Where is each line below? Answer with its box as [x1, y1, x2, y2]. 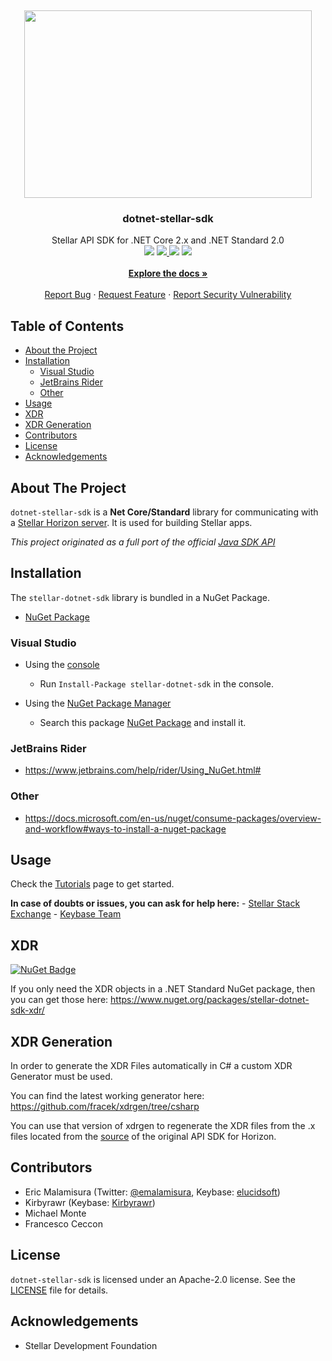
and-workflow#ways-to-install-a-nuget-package [24, 822, 227, 835]
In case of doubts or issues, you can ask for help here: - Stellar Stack [10, 897, 301, 910]
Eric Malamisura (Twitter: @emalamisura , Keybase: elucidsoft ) [24, 1186, 281, 1198]
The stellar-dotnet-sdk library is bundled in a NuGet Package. [10, 591, 270, 603]
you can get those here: [10, 994, 109, 1006]
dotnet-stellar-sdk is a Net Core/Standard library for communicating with [10, 506, 319, 518]
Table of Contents [10, 317, 125, 335]
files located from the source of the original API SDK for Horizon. [10, 1131, 277, 1143]
